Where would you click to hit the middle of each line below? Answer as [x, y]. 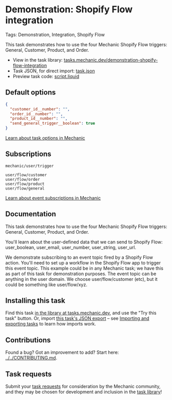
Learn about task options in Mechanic [45, 138]
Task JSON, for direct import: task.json [54, 71]
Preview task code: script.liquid [46, 76]
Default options [31, 93]
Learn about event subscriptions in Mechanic [53, 198]
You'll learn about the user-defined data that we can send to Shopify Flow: [84, 242]
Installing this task [35, 301]
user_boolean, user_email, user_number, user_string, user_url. [71, 247]
